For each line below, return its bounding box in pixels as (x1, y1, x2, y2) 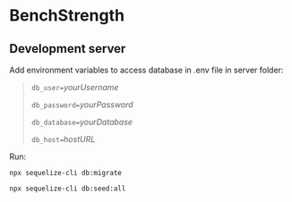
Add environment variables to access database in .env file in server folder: (9, 64, 284, 75)
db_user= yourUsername (30, 82, 119, 92)
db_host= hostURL (30, 134, 96, 144)
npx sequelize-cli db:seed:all (9, 184, 126, 193)
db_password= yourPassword (30, 99, 133, 110)
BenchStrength (9, 5, 125, 26)
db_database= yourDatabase (30, 117, 133, 127)
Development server (9, 41, 126, 56)
